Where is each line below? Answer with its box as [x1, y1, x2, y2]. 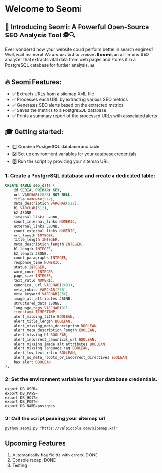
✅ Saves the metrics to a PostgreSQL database [12, 107, 107, 113]
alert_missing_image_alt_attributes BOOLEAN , [14, 342, 108, 346]
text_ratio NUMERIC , [14, 278, 55, 283]
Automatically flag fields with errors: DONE [12, 452, 98, 458]
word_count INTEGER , [14, 269, 55, 274]
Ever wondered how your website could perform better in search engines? [5, 46, 154, 52]
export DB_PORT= [5, 400, 38, 404]
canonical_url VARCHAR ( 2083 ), [14, 283, 75, 288]
